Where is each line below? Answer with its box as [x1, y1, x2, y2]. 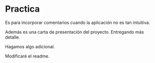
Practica [5, 3, 40, 15]
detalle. [5, 34, 21, 40]
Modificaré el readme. [5, 53, 50, 59]
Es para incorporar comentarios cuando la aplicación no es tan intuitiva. [5, 20, 151, 25]
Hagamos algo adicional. [5, 43, 55, 49]
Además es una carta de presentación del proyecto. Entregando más [5, 29, 144, 35]
